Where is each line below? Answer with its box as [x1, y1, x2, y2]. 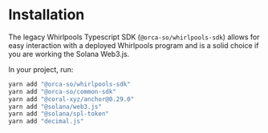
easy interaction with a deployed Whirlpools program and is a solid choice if [8, 40, 259, 50]
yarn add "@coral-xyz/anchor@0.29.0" [8, 95, 135, 103]
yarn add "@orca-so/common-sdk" [8, 87, 116, 95]
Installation [8, 6, 85, 24]
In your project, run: [8, 64, 74, 74]
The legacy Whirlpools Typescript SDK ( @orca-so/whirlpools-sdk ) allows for [8, 32, 260, 42]
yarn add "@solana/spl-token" [8, 110, 110, 118]
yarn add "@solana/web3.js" [8, 103, 103, 111]
